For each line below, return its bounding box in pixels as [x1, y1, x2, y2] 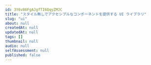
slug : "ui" [5, 16, 27, 21]
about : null [5, 21, 29, 26]
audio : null [5, 43, 29, 48]
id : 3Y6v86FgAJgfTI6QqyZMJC [5, 7, 63, 12]
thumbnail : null [5, 39, 38, 44]
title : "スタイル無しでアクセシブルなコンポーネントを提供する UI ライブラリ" [5, 12, 147, 17]
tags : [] [5, 35, 23, 40]
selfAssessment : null [5, 48, 50, 53]
